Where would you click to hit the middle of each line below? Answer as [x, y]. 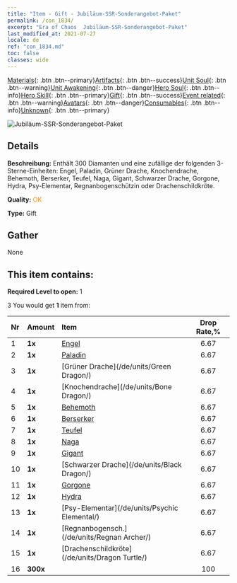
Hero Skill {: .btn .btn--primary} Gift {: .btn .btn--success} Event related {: [123, 95]
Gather [23, 235]
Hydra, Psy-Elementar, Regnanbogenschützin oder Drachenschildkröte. [111, 185]
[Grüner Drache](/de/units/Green [116, 366]
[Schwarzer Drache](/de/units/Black [121, 465]
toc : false [23, 54]
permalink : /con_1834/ [41, 21]
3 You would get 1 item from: [49, 306]
